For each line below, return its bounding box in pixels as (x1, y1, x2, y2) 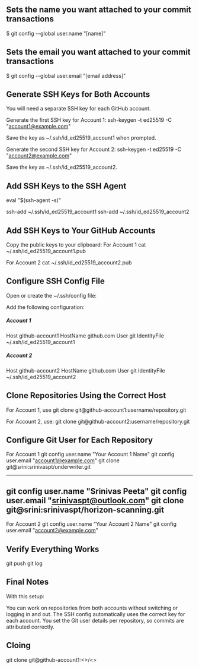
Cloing (6, 640, 31, 651)
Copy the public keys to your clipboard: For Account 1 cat (6, 241, 146, 248)
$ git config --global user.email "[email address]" (6, 72, 126, 79)
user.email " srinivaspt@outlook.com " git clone (6, 496, 184, 506)
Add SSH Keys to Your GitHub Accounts (6, 225, 156, 235)
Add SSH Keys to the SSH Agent (6, 181, 127, 191)
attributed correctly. (6, 623, 55, 630)
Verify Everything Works (6, 544, 99, 554)
